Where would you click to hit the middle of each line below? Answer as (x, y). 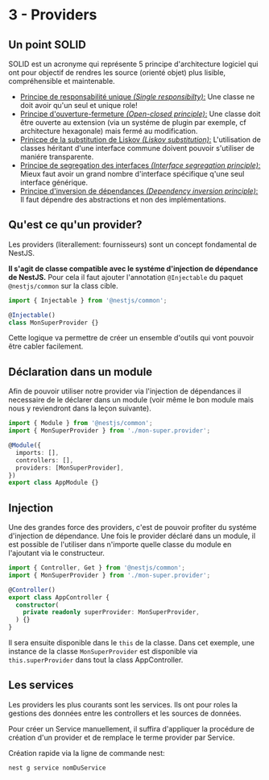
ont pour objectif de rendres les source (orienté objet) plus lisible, (117, 73)
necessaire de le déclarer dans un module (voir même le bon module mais (131, 400)
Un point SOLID (47, 45)
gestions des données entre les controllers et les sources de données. (125, 713)
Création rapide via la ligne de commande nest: (87, 753)
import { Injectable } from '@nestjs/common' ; (88, 300)
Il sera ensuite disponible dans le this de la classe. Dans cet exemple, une (132, 643)
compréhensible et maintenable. (62, 81)
